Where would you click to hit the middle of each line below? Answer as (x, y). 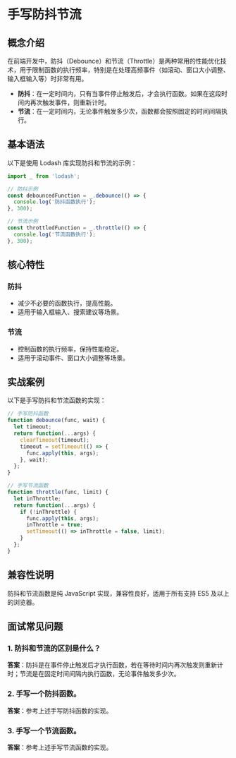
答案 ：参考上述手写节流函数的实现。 (60, 747)
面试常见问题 (35, 626)
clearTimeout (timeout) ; (55, 440)
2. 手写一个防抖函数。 (44, 694)
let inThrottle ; (37, 498)
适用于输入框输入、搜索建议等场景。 (70, 312)
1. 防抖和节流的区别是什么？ (54, 648)
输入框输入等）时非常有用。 (48, 79)
